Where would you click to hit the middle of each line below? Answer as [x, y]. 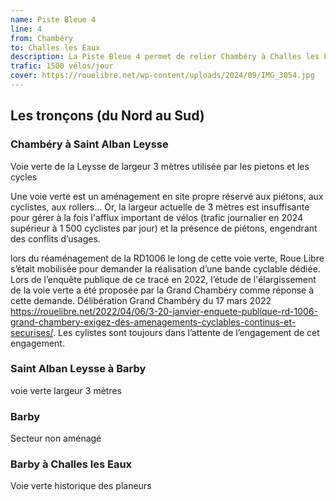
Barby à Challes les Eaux [71, 464]
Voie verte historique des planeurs [81, 486]
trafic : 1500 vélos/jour [62, 66]
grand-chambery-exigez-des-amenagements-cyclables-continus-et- [153, 322]
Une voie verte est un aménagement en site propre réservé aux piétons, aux [167, 196]
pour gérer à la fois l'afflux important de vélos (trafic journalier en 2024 [157, 217]
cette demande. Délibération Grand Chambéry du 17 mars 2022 [141, 300]
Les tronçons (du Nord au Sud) [107, 116]
